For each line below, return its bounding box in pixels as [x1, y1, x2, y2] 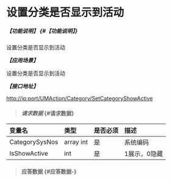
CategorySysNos [9, 138, 59, 146]
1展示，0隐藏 [124, 150, 163, 158]
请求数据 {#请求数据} [21, 109, 74, 116]
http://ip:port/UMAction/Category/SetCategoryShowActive [6, 95, 153, 102]
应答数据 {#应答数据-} [21, 168, 77, 175]
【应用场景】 [6, 57, 38, 64]
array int [63, 138, 88, 146]
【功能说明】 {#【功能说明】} [6, 27, 78, 34]
